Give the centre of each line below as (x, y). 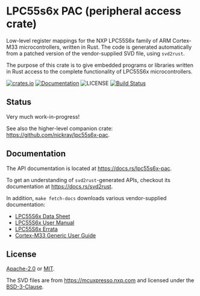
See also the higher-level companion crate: (60, 128)
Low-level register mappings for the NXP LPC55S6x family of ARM (89, 40)
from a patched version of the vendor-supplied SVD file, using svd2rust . (95, 53)
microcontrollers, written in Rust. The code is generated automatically (105, 47)
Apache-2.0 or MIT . (31, 269)
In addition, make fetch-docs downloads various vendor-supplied (86, 198)
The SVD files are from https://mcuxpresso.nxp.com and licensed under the (100, 280)
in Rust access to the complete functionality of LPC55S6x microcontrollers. (99, 71)
